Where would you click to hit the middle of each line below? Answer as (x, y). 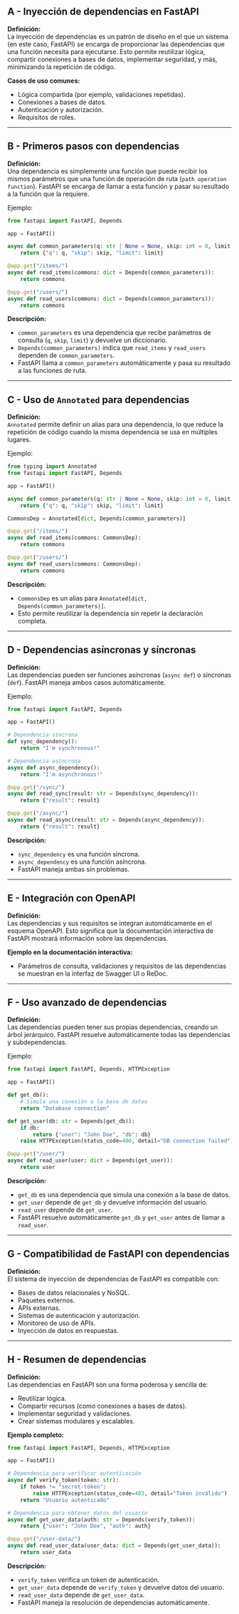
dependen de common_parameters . (66, 355)
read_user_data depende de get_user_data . (81, 1595)
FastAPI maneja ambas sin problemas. (74, 869)
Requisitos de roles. (47, 117)
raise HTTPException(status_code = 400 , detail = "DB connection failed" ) (127, 1141)
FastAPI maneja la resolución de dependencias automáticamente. (113, 1602)
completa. (32, 620)
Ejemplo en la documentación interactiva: (70, 952)
